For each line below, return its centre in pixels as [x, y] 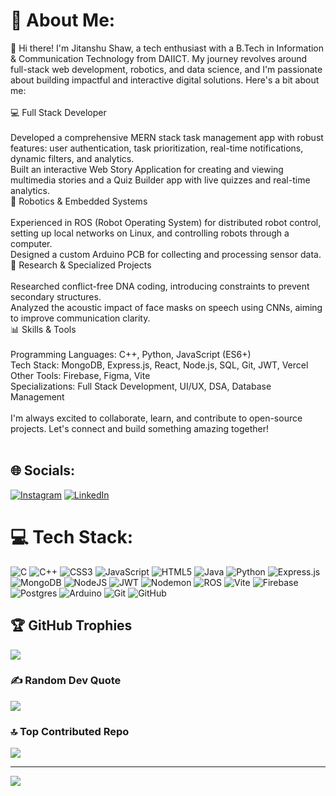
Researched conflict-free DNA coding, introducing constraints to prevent [160, 286]
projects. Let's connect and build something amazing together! [139, 428]
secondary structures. [56, 296]
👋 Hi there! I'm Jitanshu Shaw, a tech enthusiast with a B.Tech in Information [167, 48]
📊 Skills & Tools [43, 329]
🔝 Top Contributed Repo [70, 731]
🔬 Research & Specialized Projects [81, 265]
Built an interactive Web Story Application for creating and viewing [147, 169]
